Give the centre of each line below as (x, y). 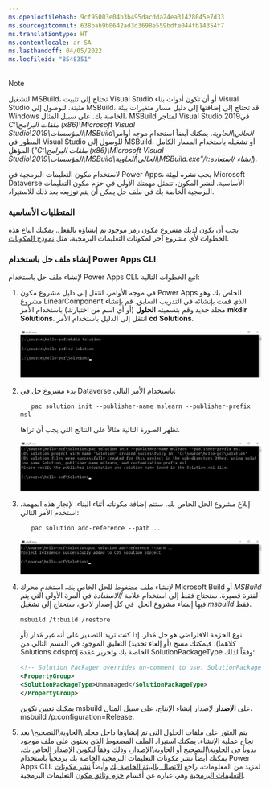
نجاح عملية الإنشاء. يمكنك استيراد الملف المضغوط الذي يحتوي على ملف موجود (137, 741)
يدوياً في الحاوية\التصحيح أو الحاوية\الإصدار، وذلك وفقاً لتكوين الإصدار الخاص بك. (138, 749)
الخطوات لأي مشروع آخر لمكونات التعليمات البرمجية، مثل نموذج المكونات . (119, 238)
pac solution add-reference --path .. (96, 528)
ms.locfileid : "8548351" (50, 60)
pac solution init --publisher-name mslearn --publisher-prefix (141, 406)
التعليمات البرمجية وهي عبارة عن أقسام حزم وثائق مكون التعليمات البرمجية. (133, 775)
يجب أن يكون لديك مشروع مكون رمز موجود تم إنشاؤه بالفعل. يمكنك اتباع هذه (124, 230)
